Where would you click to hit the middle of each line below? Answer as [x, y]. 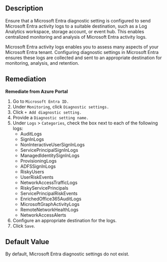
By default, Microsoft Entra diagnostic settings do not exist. [67, 254]
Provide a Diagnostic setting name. [51, 117]
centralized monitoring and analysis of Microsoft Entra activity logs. [76, 37]
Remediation [26, 79]
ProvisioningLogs [38, 161]
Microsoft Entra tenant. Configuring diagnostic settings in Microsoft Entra [82, 52]
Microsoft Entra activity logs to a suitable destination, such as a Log [76, 26]
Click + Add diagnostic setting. [47, 112]
